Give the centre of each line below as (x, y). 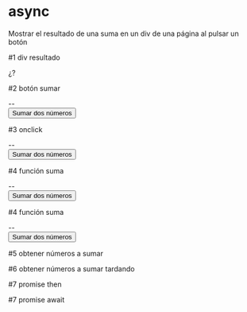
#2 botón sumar (35, 88)
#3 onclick (25, 129)
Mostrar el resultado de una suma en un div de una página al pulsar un (124, 33)
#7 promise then (35, 284)
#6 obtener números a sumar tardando (71, 268)
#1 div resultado (35, 57)
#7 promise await (37, 299)
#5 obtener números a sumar (56, 253)
